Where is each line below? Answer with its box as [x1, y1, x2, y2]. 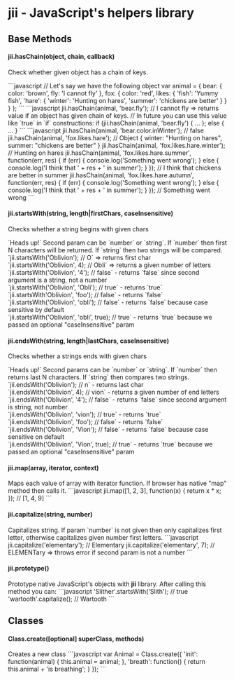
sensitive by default [8, 305, 65, 313]
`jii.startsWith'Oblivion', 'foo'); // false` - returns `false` [8, 290, 163, 299]
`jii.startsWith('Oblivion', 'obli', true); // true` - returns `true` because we [8, 313, 212, 321]
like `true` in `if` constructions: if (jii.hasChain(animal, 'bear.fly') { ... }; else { [8, 118, 224, 127]
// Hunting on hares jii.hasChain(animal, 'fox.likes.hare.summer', [8, 149, 191, 157]
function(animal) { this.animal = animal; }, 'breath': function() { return [8, 658, 205, 666]
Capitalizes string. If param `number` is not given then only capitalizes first [8, 526, 222, 534]
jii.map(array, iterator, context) [8, 463, 99, 472]
